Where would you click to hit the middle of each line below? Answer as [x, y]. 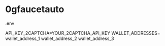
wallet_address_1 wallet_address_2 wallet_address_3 [60, 38]
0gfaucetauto [35, 9]
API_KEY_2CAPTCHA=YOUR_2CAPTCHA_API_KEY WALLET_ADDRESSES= [83, 33]
